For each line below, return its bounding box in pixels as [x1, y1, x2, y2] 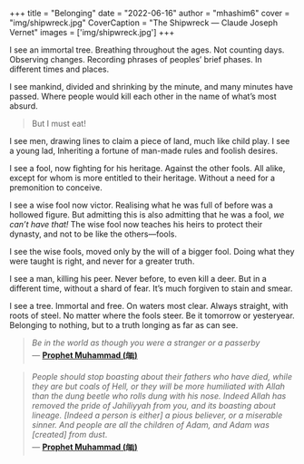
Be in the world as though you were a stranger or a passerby [31, 337, 260, 348]
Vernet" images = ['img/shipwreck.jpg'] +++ [9, 27, 175, 37]
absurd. [9, 101, 38, 111]
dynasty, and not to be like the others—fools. [9, 228, 178, 239]
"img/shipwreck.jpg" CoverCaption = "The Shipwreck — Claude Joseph [9, 17, 279, 28]
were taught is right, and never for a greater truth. [9, 256, 195, 266]
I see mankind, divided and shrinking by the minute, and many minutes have [9, 82, 293, 92]
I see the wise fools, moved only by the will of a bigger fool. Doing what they [9, 246, 295, 256]
